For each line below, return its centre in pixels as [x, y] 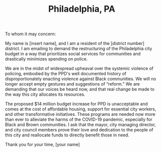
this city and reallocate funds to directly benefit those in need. [67, 135]
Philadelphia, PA [82, 9]
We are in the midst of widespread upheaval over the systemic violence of [79, 68]
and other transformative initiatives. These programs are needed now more [80, 114]
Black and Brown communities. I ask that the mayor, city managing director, [80, 125]
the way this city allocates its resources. [45, 94]
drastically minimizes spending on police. [46, 59]
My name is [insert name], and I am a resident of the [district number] [75, 43]
